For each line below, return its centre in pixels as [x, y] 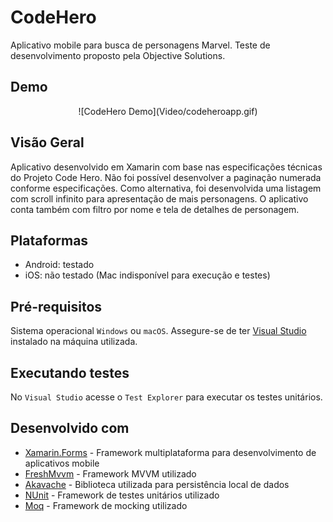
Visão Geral [47, 142]
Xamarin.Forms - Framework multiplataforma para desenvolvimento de [170, 452]
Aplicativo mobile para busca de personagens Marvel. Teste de [140, 45]
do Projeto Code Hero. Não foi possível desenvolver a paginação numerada [166, 177]
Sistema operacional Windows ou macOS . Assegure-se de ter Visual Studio [158, 331]
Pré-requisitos [56, 306]
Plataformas [49, 240]
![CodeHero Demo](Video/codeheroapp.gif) [168, 111]
